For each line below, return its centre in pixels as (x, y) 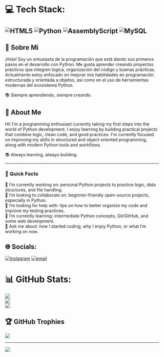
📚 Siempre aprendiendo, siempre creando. (48, 95)
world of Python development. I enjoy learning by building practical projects (81, 129)
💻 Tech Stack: (35, 10)
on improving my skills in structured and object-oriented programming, (76, 140)
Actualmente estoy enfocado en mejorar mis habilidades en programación (79, 75)
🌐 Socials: (21, 247)
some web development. (30, 221)
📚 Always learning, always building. (41, 155)
